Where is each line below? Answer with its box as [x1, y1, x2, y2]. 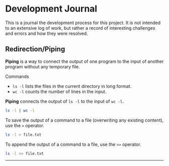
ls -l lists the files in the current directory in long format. [12, 83, 132, 89]
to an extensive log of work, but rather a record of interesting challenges [5, 25, 155, 31]
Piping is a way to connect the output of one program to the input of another [5, 58, 164, 64]
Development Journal [5, 3, 98, 15]
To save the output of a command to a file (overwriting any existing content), [5, 117, 164, 123]
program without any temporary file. [5, 63, 80, 69]
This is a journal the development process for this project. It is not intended [5, 20, 161, 26]
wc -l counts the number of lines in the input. [12, 89, 107, 95]
